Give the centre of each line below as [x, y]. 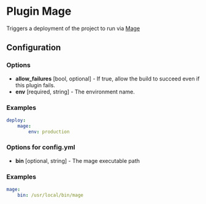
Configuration [34, 48]
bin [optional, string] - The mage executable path [77, 160]
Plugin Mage [39, 11]
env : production [49, 131]
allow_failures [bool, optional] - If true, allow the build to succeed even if [107, 79]
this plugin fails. [35, 85]
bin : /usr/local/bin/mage [51, 195]
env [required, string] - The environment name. [75, 92]
